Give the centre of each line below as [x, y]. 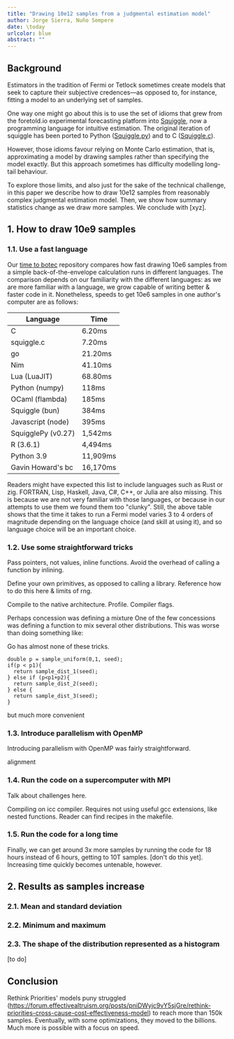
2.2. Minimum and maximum [57, 926]
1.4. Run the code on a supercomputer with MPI [89, 780]
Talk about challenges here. [47, 796]
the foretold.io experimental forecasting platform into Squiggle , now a [107, 120]
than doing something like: [45, 632]
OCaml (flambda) [39, 399]
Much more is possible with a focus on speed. [73, 1028]
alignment [22, 762]
